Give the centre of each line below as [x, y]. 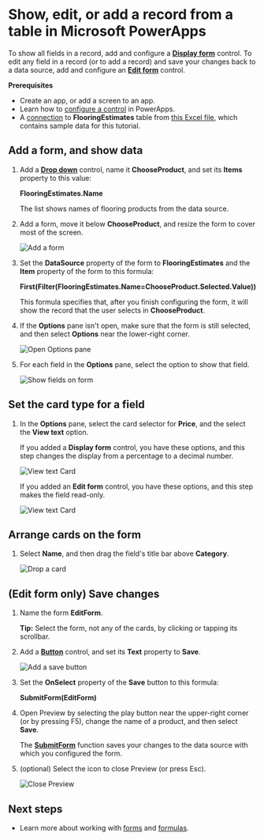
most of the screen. [51, 232]
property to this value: [56, 178]
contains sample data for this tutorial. [80, 126]
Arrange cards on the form [75, 534]
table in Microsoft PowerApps [107, 31]
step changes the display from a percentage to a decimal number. [126, 456]
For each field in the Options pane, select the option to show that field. [134, 364]
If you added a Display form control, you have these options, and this [132, 447]
